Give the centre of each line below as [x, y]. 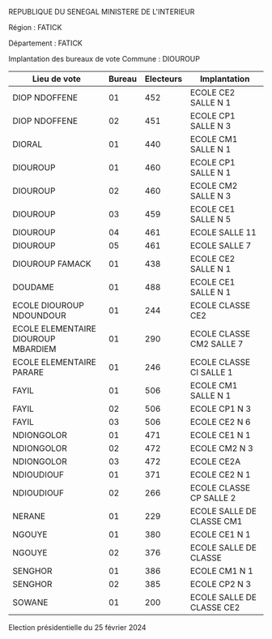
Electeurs [164, 79]
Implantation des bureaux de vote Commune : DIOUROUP [104, 59]
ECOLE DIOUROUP [49, 305]
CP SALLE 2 [213, 498]
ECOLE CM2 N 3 [221, 448]
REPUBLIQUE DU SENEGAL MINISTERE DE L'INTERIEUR [102, 12]
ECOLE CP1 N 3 [221, 409]
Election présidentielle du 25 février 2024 [78, 627]
